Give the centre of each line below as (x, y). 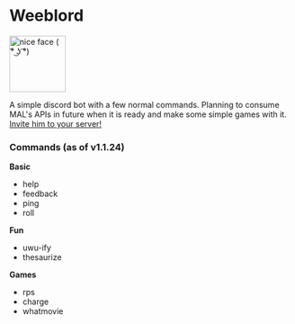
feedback (40, 193)
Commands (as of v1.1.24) (67, 147)
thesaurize (42, 257)
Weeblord (46, 16)
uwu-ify (37, 247)
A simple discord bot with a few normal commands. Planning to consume (145, 104)
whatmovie (43, 311)
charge (36, 301)
